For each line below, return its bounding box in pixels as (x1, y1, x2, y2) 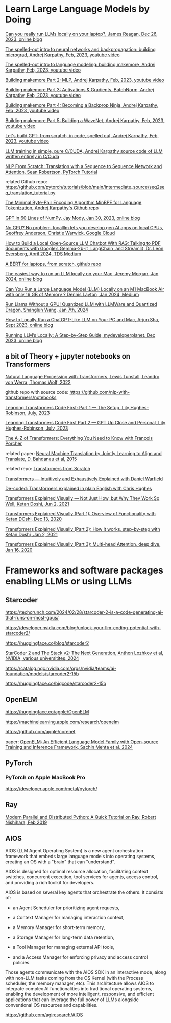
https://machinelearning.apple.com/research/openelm (5, 719, 119, 725)
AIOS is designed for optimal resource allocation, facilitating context (5, 868, 149, 874)
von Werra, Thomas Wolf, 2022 (5, 379, 71, 385)
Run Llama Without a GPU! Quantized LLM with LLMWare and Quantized (5, 301, 157, 307)
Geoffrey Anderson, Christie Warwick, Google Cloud (5, 230, 115, 236)
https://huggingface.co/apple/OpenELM (5, 708, 89, 715)
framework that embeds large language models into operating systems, (5, 853, 156, 859)
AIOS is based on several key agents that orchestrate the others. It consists (5, 889, 164, 895)
